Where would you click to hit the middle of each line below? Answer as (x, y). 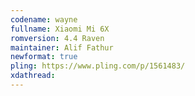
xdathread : (33, 76)
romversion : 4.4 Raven (57, 38)
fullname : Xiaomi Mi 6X (60, 29)
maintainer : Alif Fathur (62, 47)
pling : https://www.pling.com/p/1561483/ (98, 66)
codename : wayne (44, 19)
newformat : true (44, 57)
